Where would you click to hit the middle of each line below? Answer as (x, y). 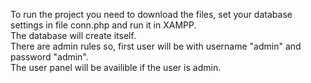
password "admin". (49, 57)
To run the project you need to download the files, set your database (151, 14)
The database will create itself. (73, 35)
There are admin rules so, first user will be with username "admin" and (156, 46)
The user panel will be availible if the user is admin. (116, 67)
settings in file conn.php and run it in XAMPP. (103, 25)
